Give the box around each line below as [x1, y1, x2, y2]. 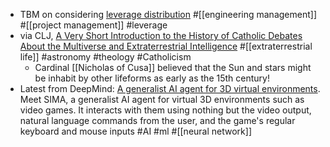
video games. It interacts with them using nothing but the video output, [19, 104, 312, 116]
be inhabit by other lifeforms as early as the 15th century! [34, 72, 270, 84]
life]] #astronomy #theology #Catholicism [19, 51, 192, 63]
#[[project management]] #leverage [19, 19, 168, 31]
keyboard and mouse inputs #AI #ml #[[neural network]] [19, 125, 252, 137]
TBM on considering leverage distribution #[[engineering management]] [19, 9, 317, 20]
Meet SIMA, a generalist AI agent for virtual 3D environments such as [19, 94, 305, 105]
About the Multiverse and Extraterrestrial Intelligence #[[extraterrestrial [19, 40, 313, 52]
